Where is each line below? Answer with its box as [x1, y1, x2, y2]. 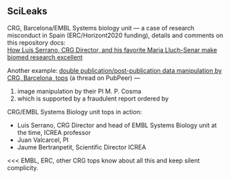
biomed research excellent [7, 53, 83, 61]
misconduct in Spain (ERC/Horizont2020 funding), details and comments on [7, 31, 224, 39]
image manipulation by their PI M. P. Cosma [17, 87, 142, 95]
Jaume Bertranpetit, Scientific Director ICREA [17, 143, 146, 151]
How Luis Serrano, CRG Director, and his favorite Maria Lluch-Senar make [7, 45, 218, 54]
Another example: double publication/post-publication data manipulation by [7, 66, 222, 74]
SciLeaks [7, 6, 48, 17]
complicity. [7, 163, 39, 171]
